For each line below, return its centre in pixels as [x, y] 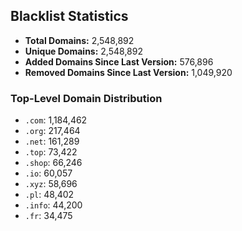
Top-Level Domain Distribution [86, 98]
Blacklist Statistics [69, 16]
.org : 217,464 [52, 131]
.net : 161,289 [52, 141]
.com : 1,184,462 [56, 120]
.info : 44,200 [53, 205]
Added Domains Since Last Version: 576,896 [119, 61]
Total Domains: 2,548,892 [79, 40]
